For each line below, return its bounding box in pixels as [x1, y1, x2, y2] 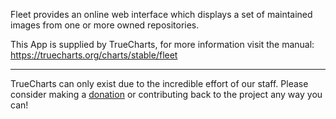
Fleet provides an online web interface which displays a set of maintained [10, 9, 313, 20]
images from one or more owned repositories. [10, 19, 200, 31]
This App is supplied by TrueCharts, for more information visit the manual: [10, 39, 315, 50]
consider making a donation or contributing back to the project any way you [10, 89, 323, 100]
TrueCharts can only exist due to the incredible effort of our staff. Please [10, 78, 309, 89]
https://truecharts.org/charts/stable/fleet [10, 49, 178, 61]
